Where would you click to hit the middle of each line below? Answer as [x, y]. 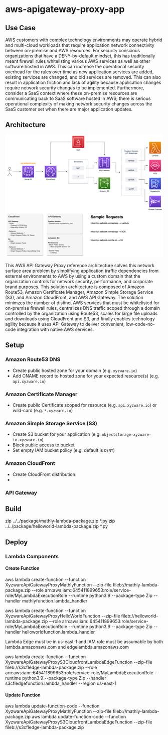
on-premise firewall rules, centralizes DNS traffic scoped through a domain [83, 308]
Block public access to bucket [43, 445]
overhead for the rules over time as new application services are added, [79, 72]
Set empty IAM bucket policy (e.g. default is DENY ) [64, 450]
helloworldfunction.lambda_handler [58, 632]
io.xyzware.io [27, 440]
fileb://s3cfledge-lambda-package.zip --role [51, 667]
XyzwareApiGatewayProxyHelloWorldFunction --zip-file [63, 616]
